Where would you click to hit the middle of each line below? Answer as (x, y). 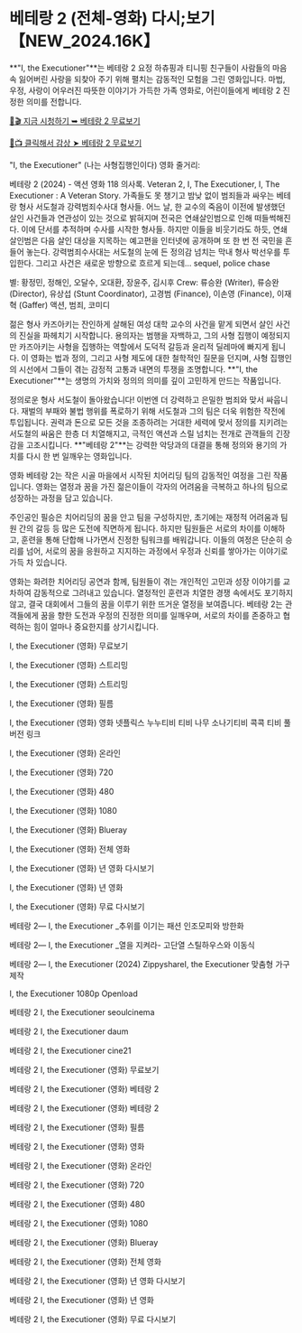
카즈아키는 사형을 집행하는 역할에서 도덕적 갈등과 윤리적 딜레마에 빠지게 (144, 346)
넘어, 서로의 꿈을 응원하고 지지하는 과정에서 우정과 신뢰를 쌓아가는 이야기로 (157, 551)
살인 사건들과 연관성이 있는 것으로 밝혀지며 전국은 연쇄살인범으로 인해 (131, 218)
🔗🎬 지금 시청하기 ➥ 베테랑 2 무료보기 (75, 121)
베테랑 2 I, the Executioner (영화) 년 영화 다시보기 (97, 1281)
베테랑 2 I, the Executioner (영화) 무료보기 (84, 1069)
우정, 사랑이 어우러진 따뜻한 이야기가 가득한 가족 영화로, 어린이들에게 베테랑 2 (145, 90)
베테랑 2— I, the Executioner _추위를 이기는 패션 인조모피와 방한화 (127, 926)
